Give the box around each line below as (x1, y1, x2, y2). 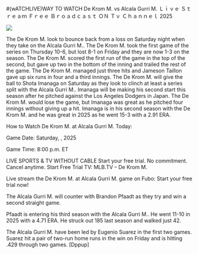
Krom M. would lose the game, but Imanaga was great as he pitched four (6, 99, 183, 106)
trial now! (6, 182, 29, 188)
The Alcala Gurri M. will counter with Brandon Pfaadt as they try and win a (6, 193, 187, 200)
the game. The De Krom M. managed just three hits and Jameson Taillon (6, 67, 182, 74)
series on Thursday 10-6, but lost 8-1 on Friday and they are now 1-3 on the (6, 48, 190, 55)
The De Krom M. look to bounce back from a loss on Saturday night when (6, 36, 185, 43)
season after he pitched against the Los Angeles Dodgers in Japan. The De (6, 93, 189, 99)
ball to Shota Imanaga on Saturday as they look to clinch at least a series (6, 80, 183, 87)
